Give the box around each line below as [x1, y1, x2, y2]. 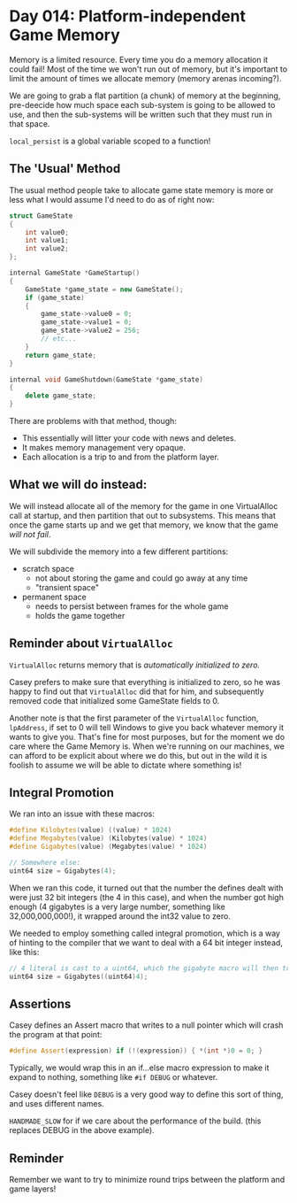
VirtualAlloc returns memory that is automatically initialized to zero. [9, 659, 261, 670]
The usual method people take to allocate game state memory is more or [9, 184, 274, 196]
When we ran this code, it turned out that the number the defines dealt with [9, 883, 284, 893]
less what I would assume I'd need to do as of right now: [9, 194, 215, 204]
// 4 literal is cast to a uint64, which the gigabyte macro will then [9, 963, 278, 973]
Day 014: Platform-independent [9, 6, 246, 27]
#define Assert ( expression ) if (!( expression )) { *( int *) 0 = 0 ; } [9, 1046, 263, 1055]
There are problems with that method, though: [9, 416, 177, 426]
